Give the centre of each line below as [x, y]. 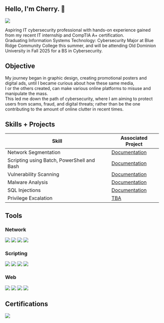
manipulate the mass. [27, 93]
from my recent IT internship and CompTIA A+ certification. [65, 35]
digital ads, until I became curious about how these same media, [70, 83]
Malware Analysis [28, 182]
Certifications [27, 304]
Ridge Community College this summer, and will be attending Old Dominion [81, 45]
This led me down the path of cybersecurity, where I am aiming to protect [79, 99]
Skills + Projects [30, 124]
